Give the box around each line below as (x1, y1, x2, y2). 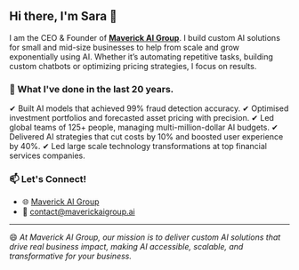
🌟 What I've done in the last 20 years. (9, 83, 174, 95)
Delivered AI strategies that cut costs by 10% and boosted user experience (9, 131, 284, 142)
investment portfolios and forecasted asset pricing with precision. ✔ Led (9, 113, 274, 123)
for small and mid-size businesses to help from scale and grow (9, 42, 240, 52)
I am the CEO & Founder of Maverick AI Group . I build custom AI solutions (9, 32, 280, 43)
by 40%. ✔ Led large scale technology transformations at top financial (9, 141, 267, 152)
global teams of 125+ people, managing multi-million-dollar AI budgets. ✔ (9, 122, 279, 133)
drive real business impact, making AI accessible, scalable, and (9, 242, 244, 252)
